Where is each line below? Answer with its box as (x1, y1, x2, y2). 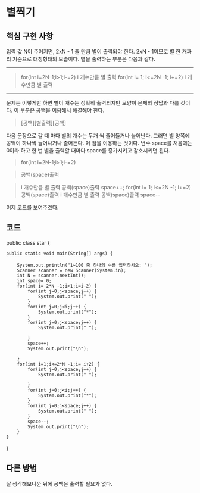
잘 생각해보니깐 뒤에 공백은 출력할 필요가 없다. (6, 480, 113, 487)
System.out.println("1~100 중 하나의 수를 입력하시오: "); (17, 262, 153, 268)
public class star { (6, 239, 51, 246)
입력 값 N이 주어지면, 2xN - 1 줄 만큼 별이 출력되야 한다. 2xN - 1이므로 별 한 (6, 48, 181, 55)
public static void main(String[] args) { (6, 251, 113, 257)
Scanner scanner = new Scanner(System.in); (17, 267, 127, 273)
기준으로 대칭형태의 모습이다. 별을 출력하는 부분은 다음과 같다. (12, 55, 156, 63)
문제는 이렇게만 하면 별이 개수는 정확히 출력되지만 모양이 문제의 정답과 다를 (6, 99, 180, 106)
